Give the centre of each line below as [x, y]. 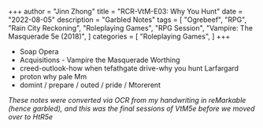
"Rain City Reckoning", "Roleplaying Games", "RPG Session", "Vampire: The [131, 28]
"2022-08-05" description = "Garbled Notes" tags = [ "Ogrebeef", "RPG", [127, 20]
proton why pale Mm [53, 77]
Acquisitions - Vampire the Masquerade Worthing [100, 60]
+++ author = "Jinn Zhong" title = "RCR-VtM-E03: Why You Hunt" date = [126, 11]
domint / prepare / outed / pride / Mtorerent [90, 85]
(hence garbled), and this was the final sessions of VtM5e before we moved [131, 108]
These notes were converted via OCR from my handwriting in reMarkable [127, 100]
